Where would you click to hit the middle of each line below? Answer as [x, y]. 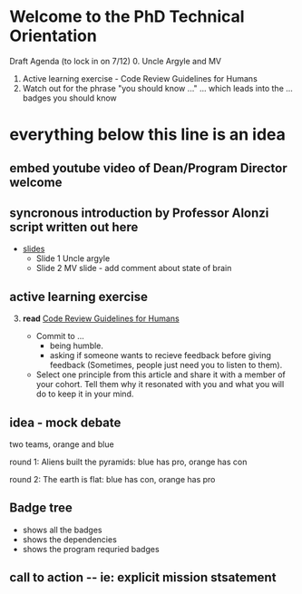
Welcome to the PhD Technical [127, 17]
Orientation [53, 36]
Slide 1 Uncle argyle [73, 258]
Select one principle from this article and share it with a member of [161, 375]
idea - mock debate [65, 422]
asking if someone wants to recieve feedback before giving [161, 355]
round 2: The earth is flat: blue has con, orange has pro [112, 479]
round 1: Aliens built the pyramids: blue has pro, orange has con [128, 462]
